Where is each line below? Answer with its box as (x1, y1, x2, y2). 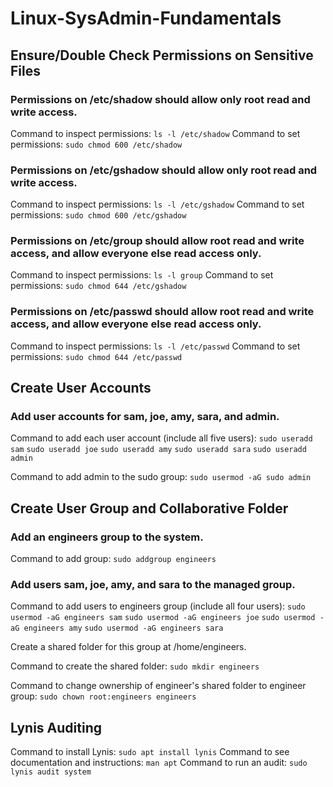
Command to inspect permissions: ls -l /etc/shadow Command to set (10, 127, 301, 139)
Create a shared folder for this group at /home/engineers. (10, 641, 247, 653)
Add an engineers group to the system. (10, 530, 204, 544)
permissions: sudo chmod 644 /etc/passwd (10, 350, 183, 362)
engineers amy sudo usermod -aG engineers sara (23, 623, 224, 634)
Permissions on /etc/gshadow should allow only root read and (10, 163, 318, 177)
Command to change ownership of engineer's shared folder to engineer (10, 680, 307, 692)
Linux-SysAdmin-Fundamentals (10, 7, 282, 30)
